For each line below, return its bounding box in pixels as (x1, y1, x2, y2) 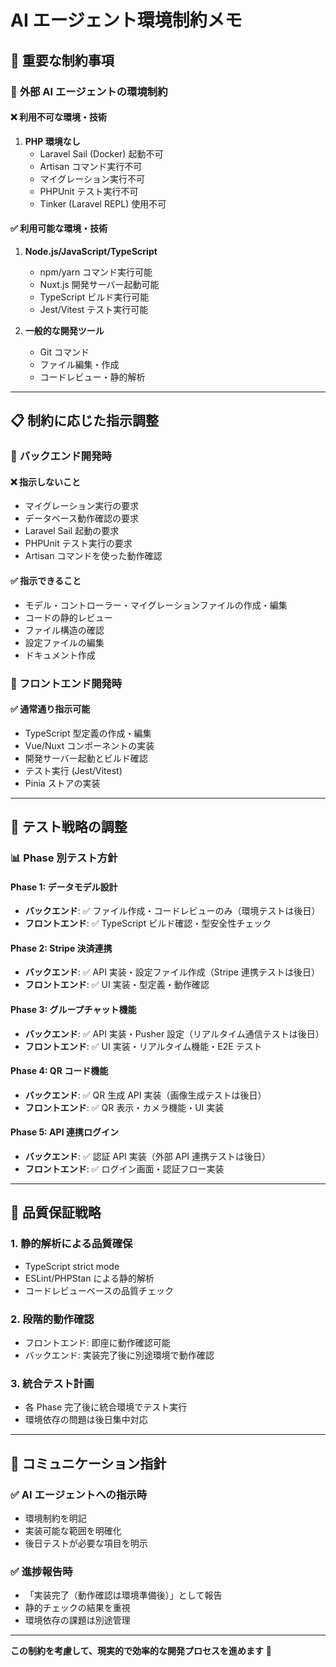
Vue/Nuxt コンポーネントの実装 (24, 739, 155, 751)
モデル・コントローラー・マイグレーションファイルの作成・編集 (24, 599, 288, 611)
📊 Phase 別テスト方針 (10, 851, 118, 865)
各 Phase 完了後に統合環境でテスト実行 (24, 1401, 188, 1413)
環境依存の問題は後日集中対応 (24, 1414, 148, 1426)
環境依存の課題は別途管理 (24, 1614, 131, 1626)
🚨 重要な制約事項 (10, 52, 115, 69)
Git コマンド (39, 346, 90, 358)
